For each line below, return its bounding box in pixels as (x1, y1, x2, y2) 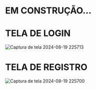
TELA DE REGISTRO (5, 62, 88, 73)
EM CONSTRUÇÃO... (5, 5, 92, 16)
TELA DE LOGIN (5, 28, 71, 39)
